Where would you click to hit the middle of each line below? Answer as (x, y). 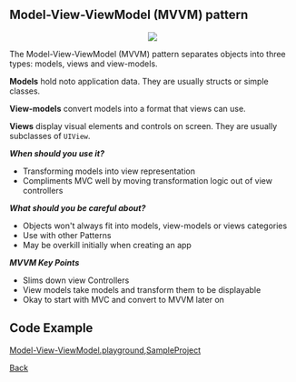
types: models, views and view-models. (84, 64)
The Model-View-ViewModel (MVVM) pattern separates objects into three (148, 54)
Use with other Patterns (67, 235)
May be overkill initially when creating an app (107, 245)
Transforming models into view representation (109, 171)
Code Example (51, 328)
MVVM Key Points (44, 262)
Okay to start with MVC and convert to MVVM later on (123, 299)
